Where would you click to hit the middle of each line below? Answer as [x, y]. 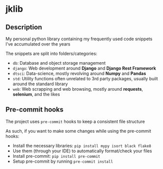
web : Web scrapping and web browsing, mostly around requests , [78, 89]
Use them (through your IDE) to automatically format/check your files [82, 151]
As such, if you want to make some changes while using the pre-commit [78, 131]
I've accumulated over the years [38, 44]
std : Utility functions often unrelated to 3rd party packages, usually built [85, 79]
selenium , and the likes [36, 94]
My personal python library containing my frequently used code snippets [79, 39]
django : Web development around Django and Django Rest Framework [84, 68]
